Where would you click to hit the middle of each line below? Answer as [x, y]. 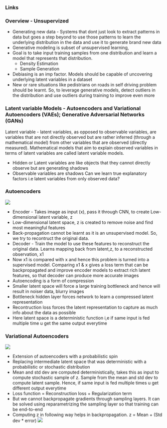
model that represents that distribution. [52, 58]
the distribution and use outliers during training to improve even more [83, 95]
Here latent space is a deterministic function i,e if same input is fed [81, 318]
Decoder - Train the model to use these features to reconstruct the [81, 243]
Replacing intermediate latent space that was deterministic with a [79, 362]
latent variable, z [56, 217]
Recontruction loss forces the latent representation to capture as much [85, 307]
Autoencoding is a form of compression [53, 281]
